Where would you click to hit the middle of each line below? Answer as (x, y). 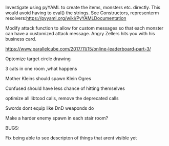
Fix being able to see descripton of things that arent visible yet (71, 138)
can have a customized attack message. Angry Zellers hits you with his (80, 33)
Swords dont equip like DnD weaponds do (50, 108)
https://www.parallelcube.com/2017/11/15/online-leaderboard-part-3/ (78, 49)
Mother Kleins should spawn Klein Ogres (48, 78)
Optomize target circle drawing (38, 59)
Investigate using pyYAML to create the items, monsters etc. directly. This (83, 7)
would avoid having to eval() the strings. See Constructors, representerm (82, 13)
